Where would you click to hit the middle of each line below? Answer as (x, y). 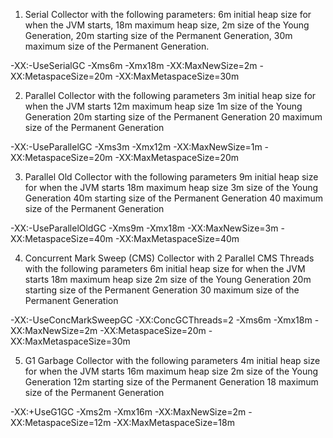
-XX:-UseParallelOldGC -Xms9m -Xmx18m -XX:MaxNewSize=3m (144, 228)
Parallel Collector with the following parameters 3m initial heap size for (170, 95)
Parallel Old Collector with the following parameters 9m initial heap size (171, 177)
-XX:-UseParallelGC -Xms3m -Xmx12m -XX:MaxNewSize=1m (136, 147)
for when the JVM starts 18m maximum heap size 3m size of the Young (171, 187)
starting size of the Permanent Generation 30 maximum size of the (162, 290)
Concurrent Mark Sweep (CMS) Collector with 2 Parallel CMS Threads (169, 258)
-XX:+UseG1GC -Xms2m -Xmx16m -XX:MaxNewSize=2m (128, 412)
